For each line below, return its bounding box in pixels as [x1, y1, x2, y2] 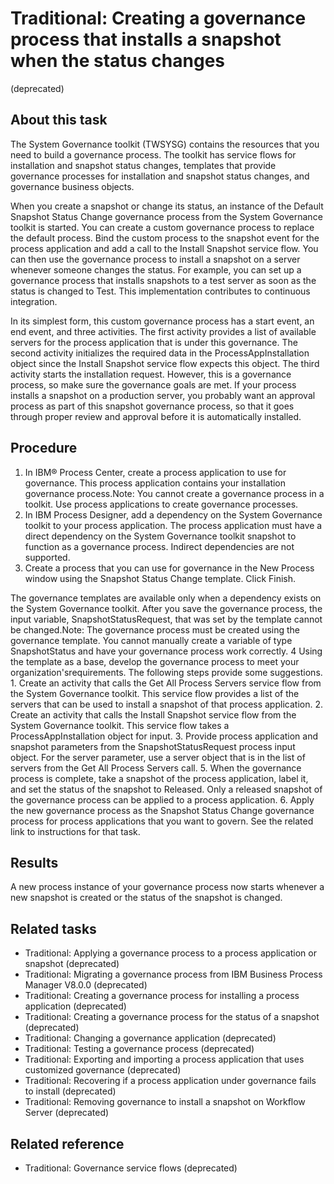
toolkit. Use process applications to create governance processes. [24, 498, 299, 510]
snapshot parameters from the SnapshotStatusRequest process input [10, 740, 296, 752]
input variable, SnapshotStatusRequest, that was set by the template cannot [10, 613, 323, 625]
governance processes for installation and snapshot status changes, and [10, 170, 310, 182]
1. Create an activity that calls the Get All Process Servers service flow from [10, 677, 322, 689]
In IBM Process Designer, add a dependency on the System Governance [24, 508, 323, 521]
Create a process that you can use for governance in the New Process [24, 562, 315, 574]
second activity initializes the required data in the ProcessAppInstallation [10, 347, 310, 359]
